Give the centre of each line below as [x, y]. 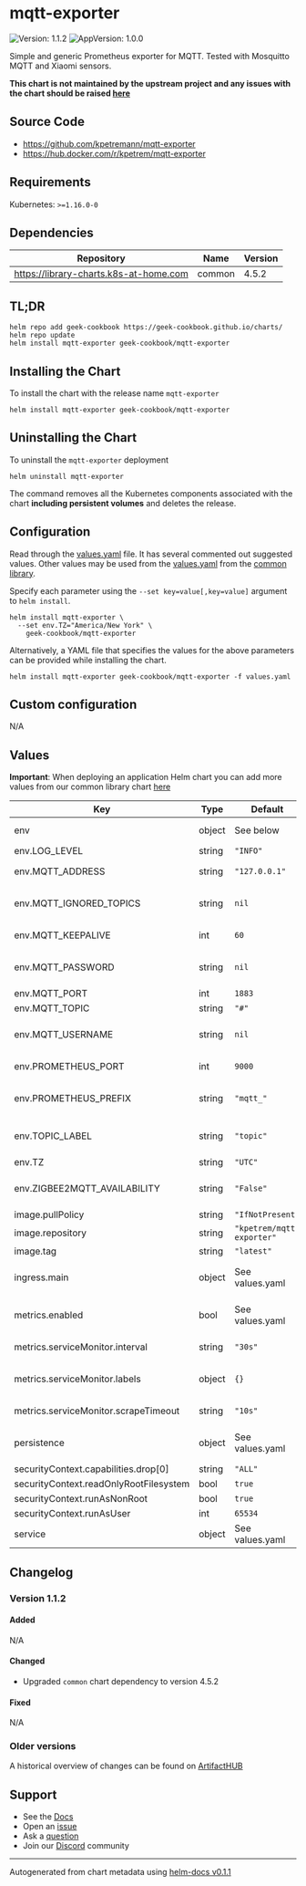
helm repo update [42, 336]
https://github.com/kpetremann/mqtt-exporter [109, 143]
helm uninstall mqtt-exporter [67, 476]
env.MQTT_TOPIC [52, 1008]
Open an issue [50, 1827]
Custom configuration [73, 705]
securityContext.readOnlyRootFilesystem [102, 1484]
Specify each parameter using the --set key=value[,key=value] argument [148, 590]
